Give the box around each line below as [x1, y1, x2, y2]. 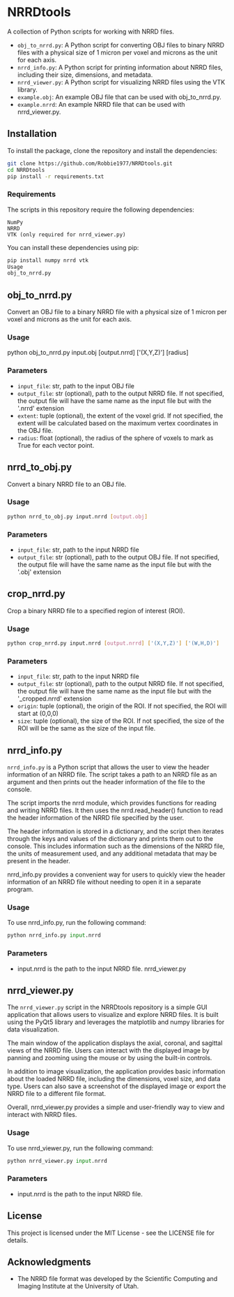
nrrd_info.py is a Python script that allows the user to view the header [7, 763, 210, 772]
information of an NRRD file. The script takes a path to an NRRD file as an [7, 770, 217, 779]
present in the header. [7, 857, 71, 865]
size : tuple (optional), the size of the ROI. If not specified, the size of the [17, 717, 225, 725]
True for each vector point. [17, 441, 95, 449]
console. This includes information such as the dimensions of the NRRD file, [7, 842, 225, 851]
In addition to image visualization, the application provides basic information [7, 1067, 226, 1076]
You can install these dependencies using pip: [7, 243, 139, 251]
